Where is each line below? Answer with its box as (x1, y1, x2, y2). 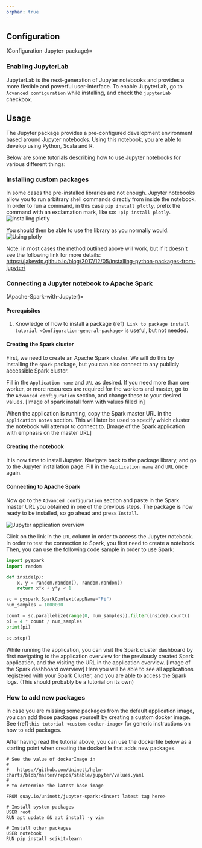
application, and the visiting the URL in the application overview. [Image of (6, 658, 191, 666)
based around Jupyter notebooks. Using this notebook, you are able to (6, 136, 182, 143)
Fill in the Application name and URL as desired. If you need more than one (6, 379, 190, 386)
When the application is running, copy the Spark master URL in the (6, 409, 172, 417)
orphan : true (6, 8, 39, 15)
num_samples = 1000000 (6, 602, 63, 608)
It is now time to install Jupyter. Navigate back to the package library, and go (6, 456, 197, 463)
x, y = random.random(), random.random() (17, 580, 122, 586)
